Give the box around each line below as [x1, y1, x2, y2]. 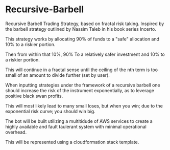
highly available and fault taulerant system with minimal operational [5, 123, 147, 130]
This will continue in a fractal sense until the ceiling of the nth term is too [5, 67, 158, 73]
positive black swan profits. [5, 93, 63, 99]
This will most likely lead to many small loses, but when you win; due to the [5, 102, 163, 109]
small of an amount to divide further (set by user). [5, 72, 110, 78]
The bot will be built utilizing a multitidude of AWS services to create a [5, 118, 153, 124]
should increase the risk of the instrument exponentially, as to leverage [5, 87, 155, 93]
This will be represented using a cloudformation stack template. [5, 139, 139, 145]
